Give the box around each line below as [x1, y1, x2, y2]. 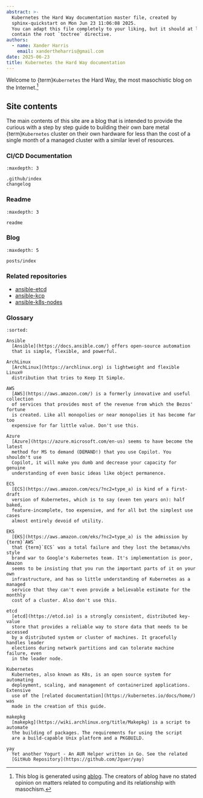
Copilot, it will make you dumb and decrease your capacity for [11, 460, 177, 466]
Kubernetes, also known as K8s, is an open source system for [11, 671, 172, 678]
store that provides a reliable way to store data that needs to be [11, 624, 188, 630]
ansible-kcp [14, 292, 45, 300]
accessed [6, 629, 28, 636]
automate [6, 725, 28, 731]
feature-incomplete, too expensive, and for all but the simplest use [11, 507, 193, 513]
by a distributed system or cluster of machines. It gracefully [11, 635, 177, 641]
